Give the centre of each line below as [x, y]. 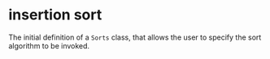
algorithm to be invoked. [49, 45]
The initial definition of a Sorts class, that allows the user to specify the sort [135, 37]
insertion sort [55, 15]
